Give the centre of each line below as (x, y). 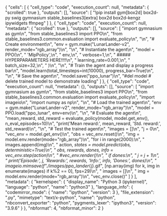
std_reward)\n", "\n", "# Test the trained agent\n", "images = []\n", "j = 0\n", (83, 129)
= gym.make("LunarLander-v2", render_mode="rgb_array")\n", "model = (80, 108)
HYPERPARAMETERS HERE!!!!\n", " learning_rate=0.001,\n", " (68, 60)
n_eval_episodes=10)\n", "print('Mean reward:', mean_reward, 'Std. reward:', (83, 123)
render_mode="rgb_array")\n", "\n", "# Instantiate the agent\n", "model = (80, 50)
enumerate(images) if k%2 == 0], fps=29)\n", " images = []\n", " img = (77, 171)
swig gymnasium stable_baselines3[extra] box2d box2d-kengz (76, 18)
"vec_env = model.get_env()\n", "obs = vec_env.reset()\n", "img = (73, 134)
